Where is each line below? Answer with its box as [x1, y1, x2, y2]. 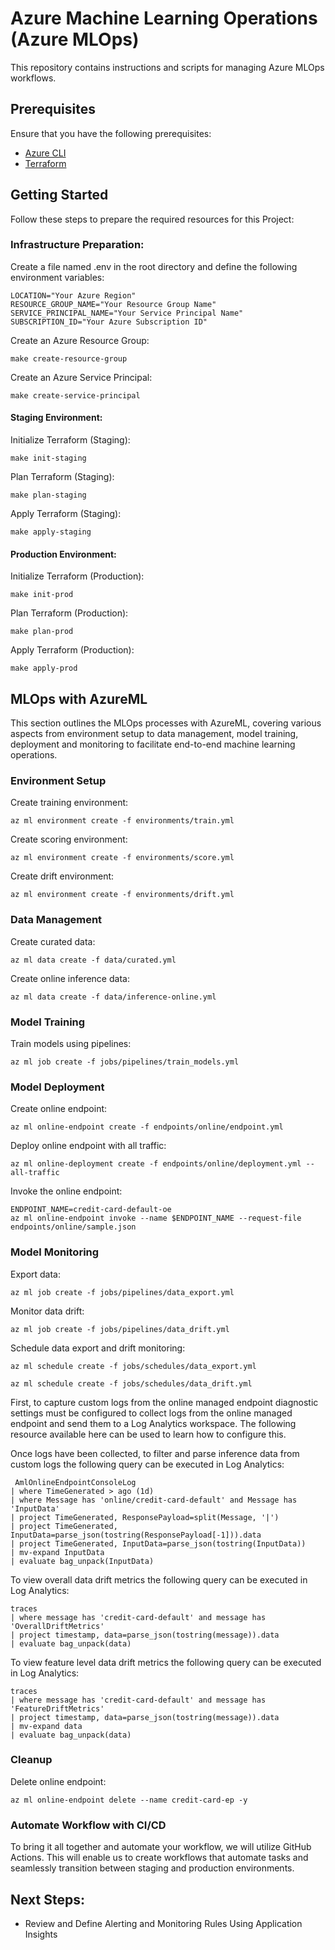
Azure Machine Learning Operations [10, 7, 318, 30]
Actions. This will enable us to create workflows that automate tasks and [10, 1852, 309, 1864]
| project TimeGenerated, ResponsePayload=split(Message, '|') [10, 1512, 280, 1522]
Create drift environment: [10, 870, 115, 882]
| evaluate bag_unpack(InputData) [10, 1556, 155, 1566]
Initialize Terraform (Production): [10, 570, 145, 582]
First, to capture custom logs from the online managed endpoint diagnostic [10, 1396, 319, 1408]
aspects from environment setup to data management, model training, [10, 728, 299, 740]
